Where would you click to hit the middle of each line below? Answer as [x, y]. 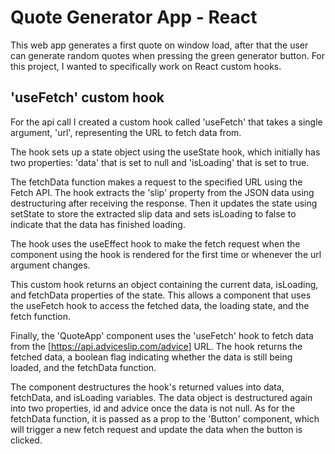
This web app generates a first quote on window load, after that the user [159, 45]
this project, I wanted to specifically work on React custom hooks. [146, 66]
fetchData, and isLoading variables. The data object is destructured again [161, 397]
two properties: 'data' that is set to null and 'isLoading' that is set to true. [160, 162]
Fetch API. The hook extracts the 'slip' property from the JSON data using [162, 192]
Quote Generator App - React [134, 17]
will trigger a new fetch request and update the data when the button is [156, 429]
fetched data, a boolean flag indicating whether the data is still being [151, 357]
